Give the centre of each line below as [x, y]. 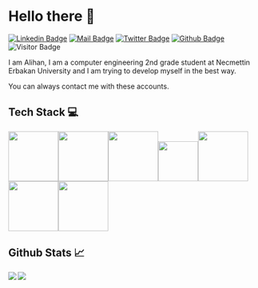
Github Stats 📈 [47, 253]
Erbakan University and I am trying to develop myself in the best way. [123, 70]
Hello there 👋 [52, 16]
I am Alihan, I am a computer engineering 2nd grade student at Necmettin [129, 62]
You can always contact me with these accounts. [89, 86]
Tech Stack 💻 [44, 112]
